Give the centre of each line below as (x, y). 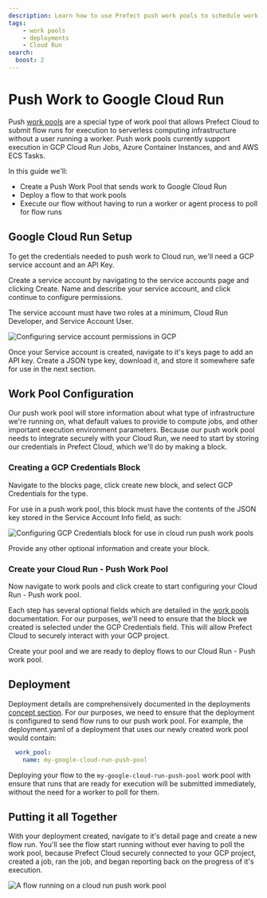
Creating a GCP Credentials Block (75, 467)
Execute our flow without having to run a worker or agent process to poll (138, 203)
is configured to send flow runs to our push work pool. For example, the (126, 721)
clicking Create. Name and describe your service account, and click (120, 289)
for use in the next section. (52, 368)
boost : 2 (30, 61)
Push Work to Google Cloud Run (116, 100)
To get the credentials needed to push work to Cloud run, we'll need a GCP (131, 256)
